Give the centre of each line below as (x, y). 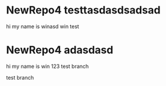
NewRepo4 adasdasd (60, 50)
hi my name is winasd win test (43, 26)
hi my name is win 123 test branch (48, 66)
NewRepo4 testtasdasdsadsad (83, 10)
